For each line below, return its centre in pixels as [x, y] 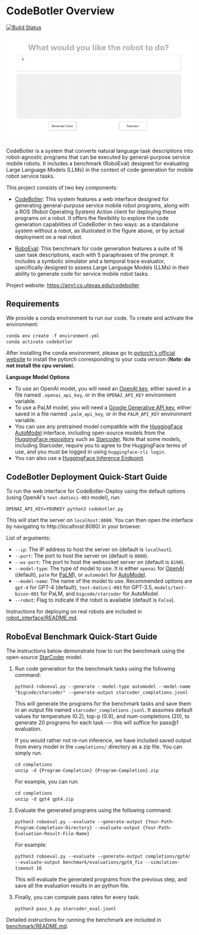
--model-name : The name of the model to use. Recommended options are [103, 581]
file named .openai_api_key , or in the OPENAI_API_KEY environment [95, 395]
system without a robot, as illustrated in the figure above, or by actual [99, 231]
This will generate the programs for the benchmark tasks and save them [103, 703]
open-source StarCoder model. [45, 657]
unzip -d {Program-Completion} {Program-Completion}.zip [87, 770]
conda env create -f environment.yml [53, 336]
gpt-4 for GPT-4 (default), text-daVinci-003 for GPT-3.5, [84, 587]
